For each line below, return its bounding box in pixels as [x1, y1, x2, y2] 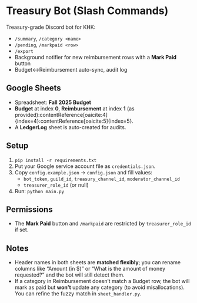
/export [14, 48, 34, 54]
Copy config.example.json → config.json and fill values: [14, 169, 153, 176]
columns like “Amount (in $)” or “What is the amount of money [14, 265, 166, 272]
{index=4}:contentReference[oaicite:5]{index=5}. [14, 117, 133, 124]
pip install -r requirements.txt [14, 157, 97, 163]
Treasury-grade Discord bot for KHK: [6, 23, 96, 31]
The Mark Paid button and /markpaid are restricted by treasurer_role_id [14, 220, 191, 227]
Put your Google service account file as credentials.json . [14, 163, 156, 170]
